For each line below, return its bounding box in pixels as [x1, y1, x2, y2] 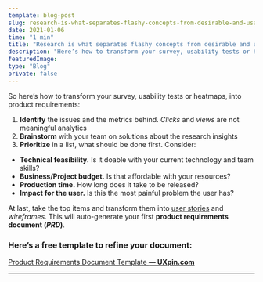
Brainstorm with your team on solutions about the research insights [19, 131, 238, 141]
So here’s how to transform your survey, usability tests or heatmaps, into [8, 91, 242, 100]
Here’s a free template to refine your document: [8, 240, 193, 251]
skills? [19, 163, 40, 172]
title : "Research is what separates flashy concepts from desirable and [8, 41, 250, 49]
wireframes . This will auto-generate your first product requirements [8, 211, 229, 221]
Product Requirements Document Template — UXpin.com [8, 257, 195, 266]
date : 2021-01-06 [8, 26, 65, 34]
